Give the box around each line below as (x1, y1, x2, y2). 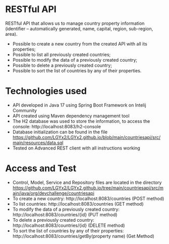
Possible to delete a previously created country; (12, 62, 112, 68)
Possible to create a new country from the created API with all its (12, 40, 147, 46)
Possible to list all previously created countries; (12, 52, 111, 58)
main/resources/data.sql (12, 139, 64, 145)
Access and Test (5, 163, 77, 174)
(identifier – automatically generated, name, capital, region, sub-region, (5, 25, 153, 31)
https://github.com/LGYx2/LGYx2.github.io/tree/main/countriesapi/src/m (12, 184, 164, 190)
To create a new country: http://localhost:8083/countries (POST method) (12, 196, 164, 202)
